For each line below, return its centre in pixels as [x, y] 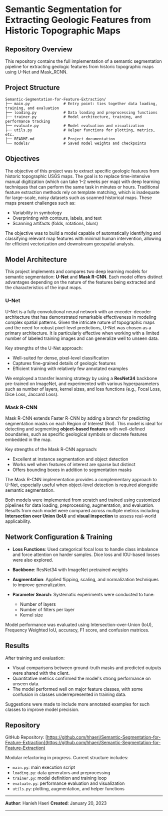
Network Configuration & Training [59, 537]
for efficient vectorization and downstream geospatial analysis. [70, 244]
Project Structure [32, 88]
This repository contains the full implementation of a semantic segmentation [84, 61]
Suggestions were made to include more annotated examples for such [77, 704]
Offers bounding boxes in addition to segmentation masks [72, 470]
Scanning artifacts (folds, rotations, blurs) [55, 223]
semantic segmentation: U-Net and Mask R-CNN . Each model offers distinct [84, 277]
